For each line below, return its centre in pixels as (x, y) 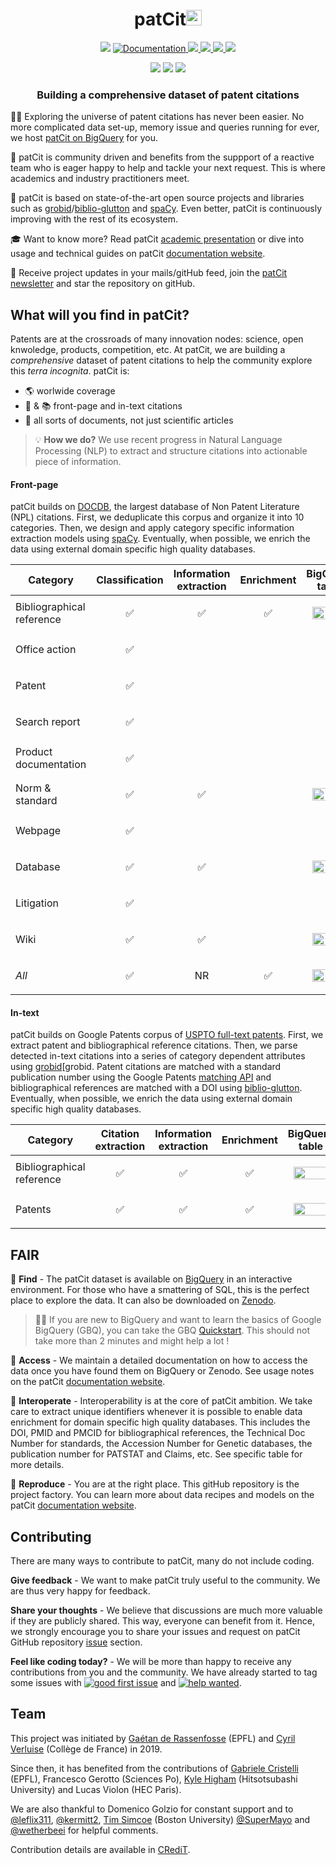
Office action (46, 650)
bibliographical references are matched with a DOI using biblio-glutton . (156, 1088)
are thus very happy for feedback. (80, 1591)
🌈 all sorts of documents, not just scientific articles (129, 420)
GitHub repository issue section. (76, 1642)
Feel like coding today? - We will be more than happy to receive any (151, 1662)
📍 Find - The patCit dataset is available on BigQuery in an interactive (151, 1279)
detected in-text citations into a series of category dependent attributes (158, 1056)
